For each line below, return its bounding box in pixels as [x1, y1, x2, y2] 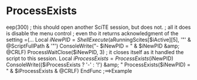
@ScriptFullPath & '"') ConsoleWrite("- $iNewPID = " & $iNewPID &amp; [6, 42, 180, 49]
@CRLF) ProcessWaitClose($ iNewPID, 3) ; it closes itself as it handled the [6, 48, 184, 55]
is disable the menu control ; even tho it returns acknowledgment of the [6, 29, 179, 36]
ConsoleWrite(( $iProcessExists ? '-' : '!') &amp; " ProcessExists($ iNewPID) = [6, 61, 191, 68]
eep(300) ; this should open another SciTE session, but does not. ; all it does [6, 24, 191, 31]
